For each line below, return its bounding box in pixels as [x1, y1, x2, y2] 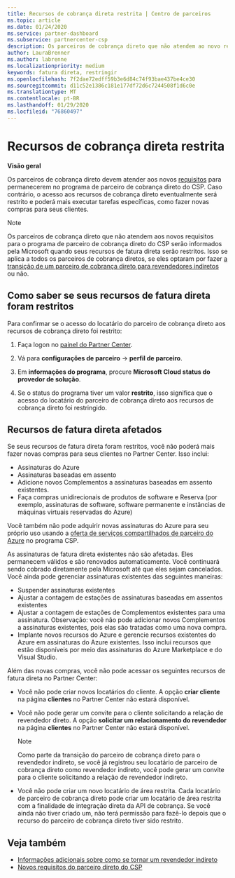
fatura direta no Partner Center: [7, 674, 98, 682]
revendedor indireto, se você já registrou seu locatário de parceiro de [17, 758, 218, 766]
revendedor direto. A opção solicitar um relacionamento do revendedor [17, 716, 227, 724]
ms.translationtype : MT [7, 88, 77, 95]
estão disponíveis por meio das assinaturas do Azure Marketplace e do [17, 646, 222, 654]
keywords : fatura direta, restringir [7, 69, 117, 76]
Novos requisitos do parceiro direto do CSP [17, 863, 143, 872]
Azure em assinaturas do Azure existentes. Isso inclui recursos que [17, 638, 211, 647]
